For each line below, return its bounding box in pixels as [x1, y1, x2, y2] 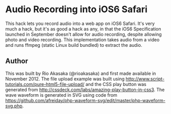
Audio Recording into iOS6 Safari [5, 4, 148, 15]
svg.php [5, 103, 23, 109]
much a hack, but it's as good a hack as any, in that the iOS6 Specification [5, 25, 161, 32]
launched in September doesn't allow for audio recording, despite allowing [5, 31, 162, 37]
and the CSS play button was [85, 81, 146, 87]
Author [5, 57, 28, 66]
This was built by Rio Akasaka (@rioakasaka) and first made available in [5, 70, 156, 76]
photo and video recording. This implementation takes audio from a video [5, 37, 160, 43]
